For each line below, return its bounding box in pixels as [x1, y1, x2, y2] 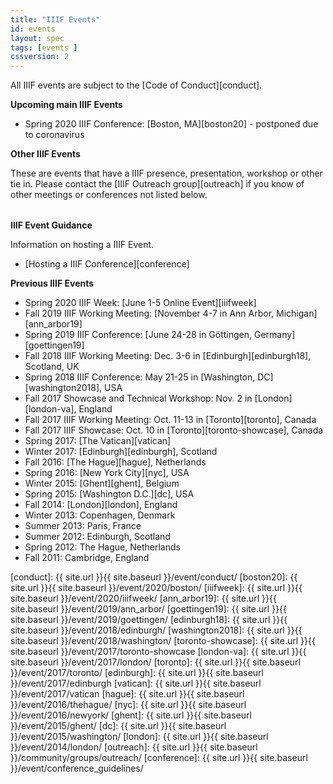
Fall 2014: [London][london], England [24, 499, 178, 511]
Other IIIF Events [10, 148, 81, 160]
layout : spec [10, 33, 65, 43]
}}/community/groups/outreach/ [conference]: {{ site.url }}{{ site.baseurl [10, 752, 308, 764]
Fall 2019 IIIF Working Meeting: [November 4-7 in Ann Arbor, [24, 307, 275, 320]
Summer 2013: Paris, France [24, 520, 142, 532]
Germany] [254, 329, 296, 341]
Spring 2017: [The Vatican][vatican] [24, 435, 172, 447]
